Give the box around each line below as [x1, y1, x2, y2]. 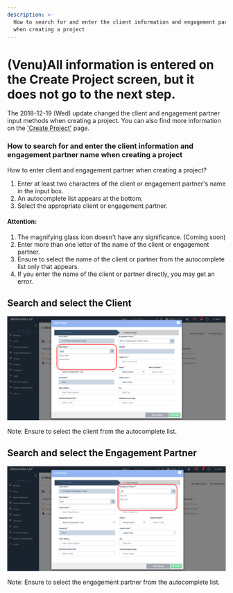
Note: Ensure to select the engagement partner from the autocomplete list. [7, 578, 221, 586]
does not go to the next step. [7, 86, 176, 102]
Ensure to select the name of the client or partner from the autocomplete [17, 254, 225, 263]
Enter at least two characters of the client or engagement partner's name [17, 179, 227, 188]
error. [17, 277, 33, 285]
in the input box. [17, 186, 64, 195]
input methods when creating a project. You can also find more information [7, 117, 222, 125]
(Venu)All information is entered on [7, 56, 214, 72]
